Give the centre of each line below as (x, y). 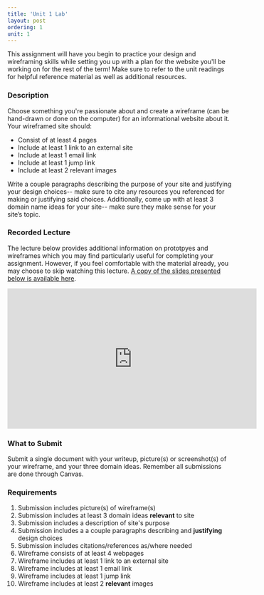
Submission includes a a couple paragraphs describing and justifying (120, 531)
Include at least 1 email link (57, 155)
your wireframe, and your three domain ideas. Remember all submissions (115, 467)
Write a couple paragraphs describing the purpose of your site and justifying (120, 184)
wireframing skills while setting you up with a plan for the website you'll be (116, 62)
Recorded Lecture (39, 232)
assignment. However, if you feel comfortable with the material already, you (118, 263)
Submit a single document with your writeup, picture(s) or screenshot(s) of (117, 459)
